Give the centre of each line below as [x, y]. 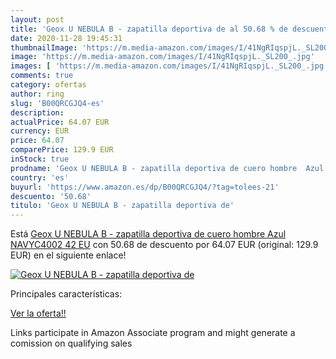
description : [37, 112]
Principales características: [66, 294]
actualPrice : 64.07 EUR [60, 122]
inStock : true [40, 159]
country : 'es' [40, 177]
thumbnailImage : [44, 47]
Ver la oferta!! [38, 313]
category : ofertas [48, 85]
